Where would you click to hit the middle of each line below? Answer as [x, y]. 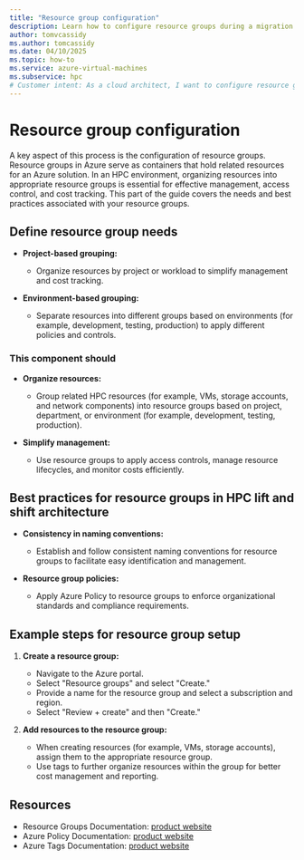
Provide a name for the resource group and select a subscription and [164, 693]
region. [49, 702]
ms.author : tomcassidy [52, 43]
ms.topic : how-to [42, 60]
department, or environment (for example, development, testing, [156, 415]
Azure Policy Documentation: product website [108, 836]
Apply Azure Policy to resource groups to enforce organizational [156, 596]
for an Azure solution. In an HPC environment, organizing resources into [143, 174]
